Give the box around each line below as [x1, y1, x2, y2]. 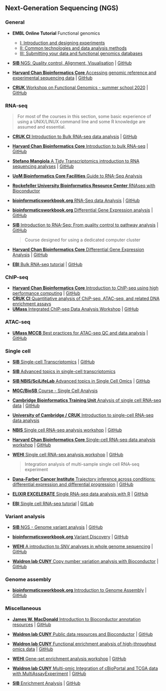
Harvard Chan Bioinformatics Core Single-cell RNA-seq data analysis [12, 436, 156, 442]
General [5, 19, 25, 26]
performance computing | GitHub [12, 290, 80, 296]
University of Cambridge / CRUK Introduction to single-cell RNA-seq [12, 412, 154, 418]
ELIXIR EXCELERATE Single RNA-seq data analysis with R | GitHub [12, 491, 149, 497]
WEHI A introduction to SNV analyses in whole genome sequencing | [12, 544, 153, 550]
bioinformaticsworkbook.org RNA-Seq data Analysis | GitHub [12, 197, 140, 203]
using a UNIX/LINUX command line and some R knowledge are [17, 119, 146, 125]
